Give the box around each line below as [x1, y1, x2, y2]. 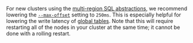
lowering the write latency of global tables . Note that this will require [6, 18, 174, 24]
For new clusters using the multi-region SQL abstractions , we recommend [6, 5, 188, 12]
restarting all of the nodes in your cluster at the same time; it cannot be [6, 24, 180, 31]
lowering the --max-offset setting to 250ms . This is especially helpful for [6, 11, 182, 18]
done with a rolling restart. [6, 30, 71, 37]
